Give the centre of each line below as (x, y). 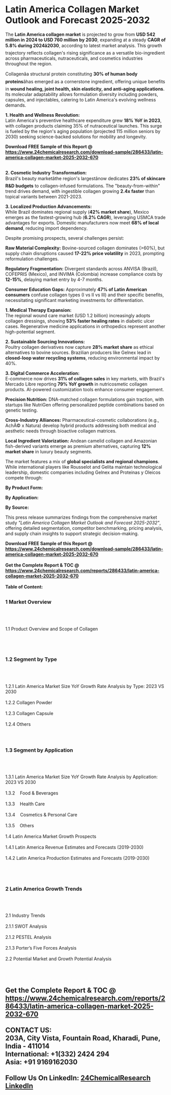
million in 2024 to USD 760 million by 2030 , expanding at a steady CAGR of (85, 40)
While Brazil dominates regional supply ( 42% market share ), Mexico (77, 212)
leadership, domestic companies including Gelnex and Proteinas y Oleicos (83, 472)
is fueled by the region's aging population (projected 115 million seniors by (83, 131)
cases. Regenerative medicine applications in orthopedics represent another (85, 326)
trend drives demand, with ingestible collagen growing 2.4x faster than (80, 191)
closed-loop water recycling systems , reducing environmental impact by (83, 358)
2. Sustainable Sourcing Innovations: (45, 341)
